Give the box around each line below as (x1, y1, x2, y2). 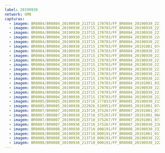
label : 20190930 (4, 7, 38, 12)
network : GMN (4, 12, 32, 17)
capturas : (4, 16, 25, 21)
